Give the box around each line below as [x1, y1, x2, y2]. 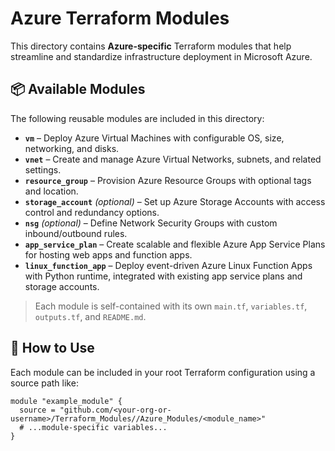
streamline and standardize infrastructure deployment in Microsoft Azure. [10, 50, 313, 62]
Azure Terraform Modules [10, 7, 230, 30]
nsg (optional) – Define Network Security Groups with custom [24, 217, 278, 229]
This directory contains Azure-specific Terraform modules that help [10, 40, 292, 52]
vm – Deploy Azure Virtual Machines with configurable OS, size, [24, 132, 285, 144]
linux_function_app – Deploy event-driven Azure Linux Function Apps [24, 259, 313, 271]
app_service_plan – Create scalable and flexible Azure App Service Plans [24, 238, 326, 250]
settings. [24, 163, 62, 176]
